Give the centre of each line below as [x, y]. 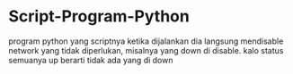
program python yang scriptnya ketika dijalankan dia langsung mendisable [146, 41]
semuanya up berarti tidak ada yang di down [91, 60]
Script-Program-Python [99, 16]
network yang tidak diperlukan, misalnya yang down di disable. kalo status [146, 50]
